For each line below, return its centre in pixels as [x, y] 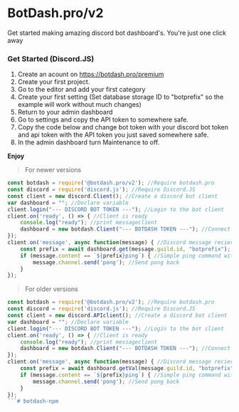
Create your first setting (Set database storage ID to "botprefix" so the [121, 97]
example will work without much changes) [80, 105]
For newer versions [53, 170]
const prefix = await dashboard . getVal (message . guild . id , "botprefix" [127, 369]
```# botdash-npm [33, 401]
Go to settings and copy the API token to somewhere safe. [103, 120]
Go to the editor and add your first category [81, 90]
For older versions [51, 289]
